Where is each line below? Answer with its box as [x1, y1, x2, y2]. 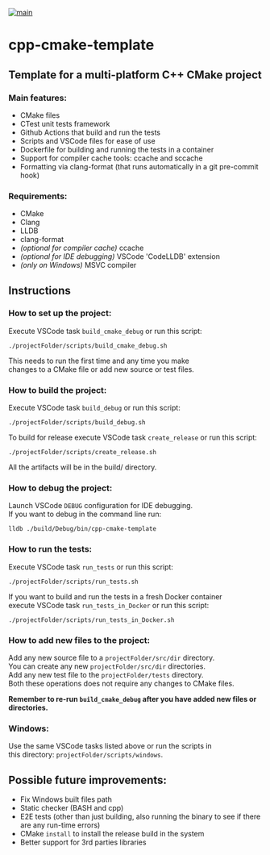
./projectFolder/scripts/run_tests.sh [8, 578, 139, 586]
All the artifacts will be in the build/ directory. [8, 462, 157, 472]
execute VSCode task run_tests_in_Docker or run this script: [8, 600, 210, 610]
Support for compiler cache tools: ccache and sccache [19, 153, 203, 163]
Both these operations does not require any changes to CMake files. [8, 678, 235, 689]
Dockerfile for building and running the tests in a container [19, 144, 214, 154]
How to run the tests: [8, 544, 93, 555]
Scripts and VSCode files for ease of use [19, 136, 156, 145]
